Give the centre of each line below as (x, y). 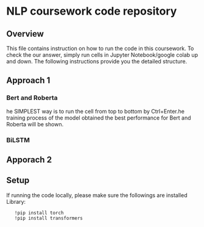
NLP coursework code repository (92, 11)
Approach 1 (28, 81)
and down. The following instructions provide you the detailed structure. (97, 61)
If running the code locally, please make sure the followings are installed (97, 195)
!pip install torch (39, 213)
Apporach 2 (29, 160)
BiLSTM (18, 140)
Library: (16, 201)
